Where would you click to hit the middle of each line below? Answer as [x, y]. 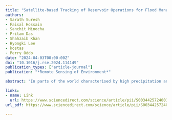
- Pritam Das [19, 34]
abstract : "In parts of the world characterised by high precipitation [83, 82]
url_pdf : [15, 105]
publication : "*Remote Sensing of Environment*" [58, 72]
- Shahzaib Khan [23, 39]
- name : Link [19, 95]
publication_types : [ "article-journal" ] [49, 67]
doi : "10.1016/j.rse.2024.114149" [42, 63]
